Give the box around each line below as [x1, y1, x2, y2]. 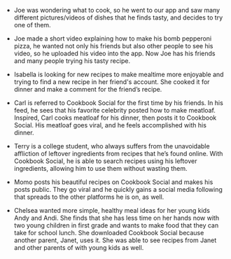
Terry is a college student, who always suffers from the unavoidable [13, 142, 210, 150]
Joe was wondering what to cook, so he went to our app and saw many [13, 6, 220, 14]
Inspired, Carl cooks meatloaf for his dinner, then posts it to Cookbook [13, 113, 217, 122]
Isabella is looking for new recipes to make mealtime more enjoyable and [13, 70, 224, 78]
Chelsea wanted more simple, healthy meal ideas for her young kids [13, 206, 210, 214]
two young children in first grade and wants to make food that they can [13, 221, 219, 230]
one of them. [13, 21, 51, 29]
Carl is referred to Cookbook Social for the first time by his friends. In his [13, 99, 224, 107]
